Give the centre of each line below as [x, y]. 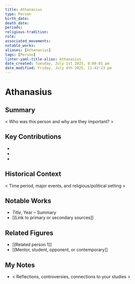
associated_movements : [28, 41]
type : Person [18, 14]
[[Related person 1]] [32, 245]
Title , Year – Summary [34, 213]
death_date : [17, 23]
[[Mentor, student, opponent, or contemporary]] [60, 250]
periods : [14, 28]
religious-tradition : [27, 32]
